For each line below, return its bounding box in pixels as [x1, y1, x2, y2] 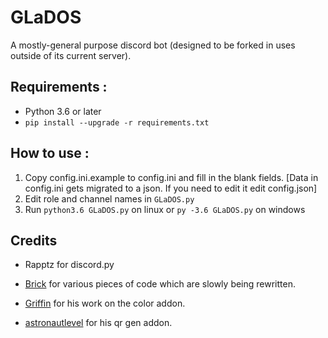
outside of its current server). [10, 49, 132, 61]
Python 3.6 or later [24, 105, 102, 117]
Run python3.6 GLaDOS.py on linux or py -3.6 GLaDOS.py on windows [24, 203, 306, 215]
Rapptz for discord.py [24, 259, 115, 271]
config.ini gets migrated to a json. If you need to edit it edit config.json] [24, 182, 318, 194]
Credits [10, 232, 58, 249]
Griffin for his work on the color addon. [24, 297, 186, 310]
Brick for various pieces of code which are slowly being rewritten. [24, 278, 296, 290]
